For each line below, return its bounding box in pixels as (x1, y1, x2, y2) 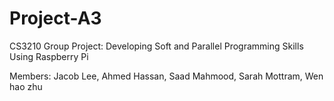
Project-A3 (9, 7, 102, 30)
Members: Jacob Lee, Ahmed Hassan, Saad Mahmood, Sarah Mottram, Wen (9, 70, 324, 82)
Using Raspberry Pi (9, 50, 89, 62)
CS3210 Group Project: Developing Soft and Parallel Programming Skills (9, 40, 304, 52)
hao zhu (9, 80, 43, 92)
